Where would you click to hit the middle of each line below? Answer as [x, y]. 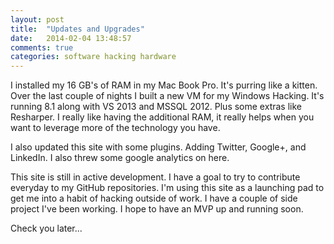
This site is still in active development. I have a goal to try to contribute [155, 177]
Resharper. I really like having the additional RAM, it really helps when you [162, 117]
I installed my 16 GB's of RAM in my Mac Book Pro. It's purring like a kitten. [164, 85]
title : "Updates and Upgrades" [77, 29]
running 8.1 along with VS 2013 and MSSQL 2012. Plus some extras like [156, 107]
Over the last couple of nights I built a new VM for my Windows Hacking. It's [167, 96]
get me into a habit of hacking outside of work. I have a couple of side [154, 198]
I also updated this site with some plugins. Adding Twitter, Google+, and [158, 147]
